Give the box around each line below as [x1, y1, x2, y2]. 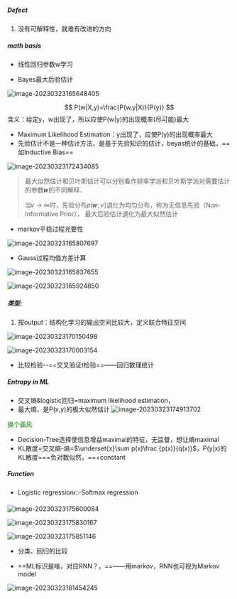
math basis [7, 41, 41, 50]
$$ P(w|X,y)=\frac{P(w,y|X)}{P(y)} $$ [64, 103, 175, 112]
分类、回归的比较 [17, 546, 68, 555]
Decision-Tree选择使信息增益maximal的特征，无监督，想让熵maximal [17, 435, 220, 443]
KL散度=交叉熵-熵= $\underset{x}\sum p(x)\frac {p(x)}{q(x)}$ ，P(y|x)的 [17, 444, 227, 453]
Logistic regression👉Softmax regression [17, 487, 138, 497]
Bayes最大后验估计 [17, 75, 73, 83]
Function [7, 470, 34, 478]
